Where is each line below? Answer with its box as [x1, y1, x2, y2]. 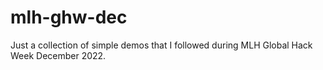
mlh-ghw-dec [10, 6, 128, 29]
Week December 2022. [10, 49, 107, 61]
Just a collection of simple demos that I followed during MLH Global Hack [10, 39, 313, 51]
